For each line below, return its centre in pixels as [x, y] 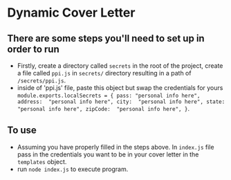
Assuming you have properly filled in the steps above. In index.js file [115, 147]
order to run [34, 49]
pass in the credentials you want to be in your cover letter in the [108, 154]
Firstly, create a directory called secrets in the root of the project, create [120, 66]
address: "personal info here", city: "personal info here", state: [121, 102]
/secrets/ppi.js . [41, 80]
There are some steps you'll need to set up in [106, 38]
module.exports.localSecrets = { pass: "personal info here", [109, 96]
